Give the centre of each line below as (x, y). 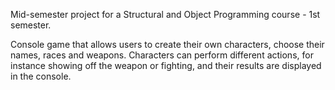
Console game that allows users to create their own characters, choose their (167, 44)
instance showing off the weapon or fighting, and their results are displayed (166, 65)
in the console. (41, 76)
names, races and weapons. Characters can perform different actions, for (162, 55)
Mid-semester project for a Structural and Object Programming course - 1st (165, 14)
